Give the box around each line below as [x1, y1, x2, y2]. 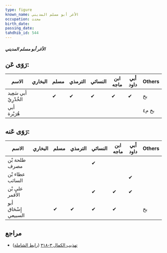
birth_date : [5, 21, 30, 26]
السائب [7, 177, 23, 184]
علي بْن [7, 185, 23, 192]
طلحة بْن [7, 156, 26, 163]
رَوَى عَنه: [5, 127, 30, 135]
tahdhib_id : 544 [5, 30, 39, 35]
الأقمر [7, 191, 20, 198]
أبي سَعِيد [7, 90, 27, 97]
